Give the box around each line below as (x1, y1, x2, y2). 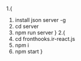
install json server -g (14, 17, 66, 23)
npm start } (14, 48, 43, 55)
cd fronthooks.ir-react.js (14, 36, 76, 42)
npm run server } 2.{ (14, 29, 66, 36)
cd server (14, 23, 39, 30)
